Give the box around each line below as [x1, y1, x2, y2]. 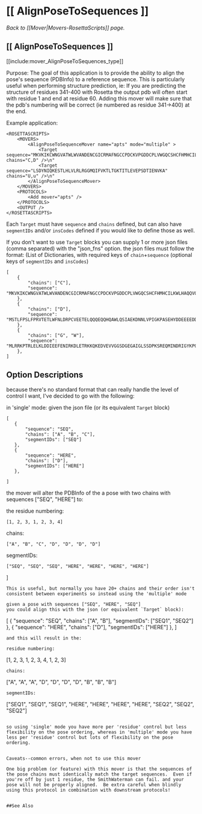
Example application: [6, 119, 58, 126]
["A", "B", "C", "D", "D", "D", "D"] [6, 541, 101, 547]
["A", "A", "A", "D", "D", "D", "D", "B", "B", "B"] [6, 678, 117, 685]
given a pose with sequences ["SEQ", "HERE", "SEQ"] [6, 601, 141, 607]
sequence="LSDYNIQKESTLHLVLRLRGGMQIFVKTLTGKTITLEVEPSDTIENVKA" [6, 167, 168, 174]
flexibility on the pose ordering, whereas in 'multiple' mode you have [6, 729, 192, 735]
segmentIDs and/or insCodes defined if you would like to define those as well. [6, 227, 195, 234]
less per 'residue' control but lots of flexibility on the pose [6, 734, 173, 741]
